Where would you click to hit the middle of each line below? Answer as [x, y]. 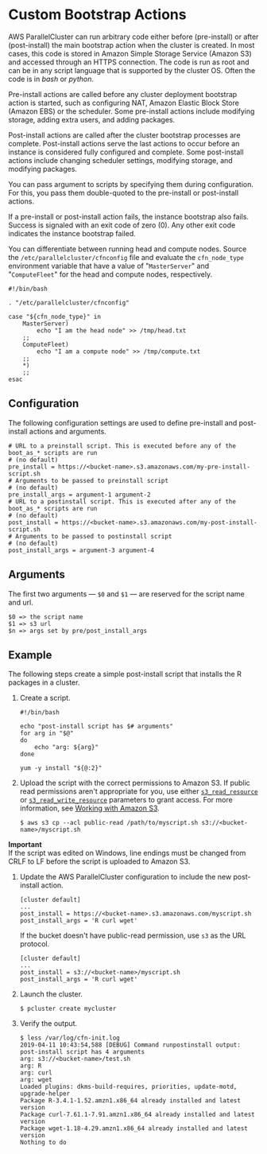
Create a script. [45, 698]
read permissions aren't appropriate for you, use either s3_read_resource [139, 791]
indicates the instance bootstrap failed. [72, 233]
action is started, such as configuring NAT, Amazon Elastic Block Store [124, 103]
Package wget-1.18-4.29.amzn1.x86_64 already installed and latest [133, 1129]
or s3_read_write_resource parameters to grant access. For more [126, 800]
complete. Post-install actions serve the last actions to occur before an [124, 143]
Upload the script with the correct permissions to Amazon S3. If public [135, 783]
